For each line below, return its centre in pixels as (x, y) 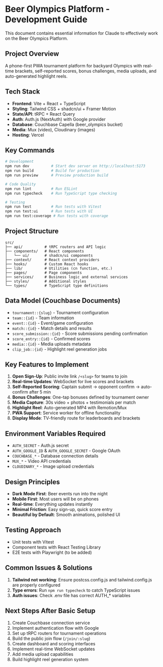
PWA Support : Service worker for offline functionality (66, 413)
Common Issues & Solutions (49, 568)
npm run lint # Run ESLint (41, 189)
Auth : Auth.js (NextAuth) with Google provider (59, 119)
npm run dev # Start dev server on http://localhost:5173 (75, 166)
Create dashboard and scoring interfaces (54, 643)
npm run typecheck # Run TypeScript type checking (61, 193)
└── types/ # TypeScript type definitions (57, 286)
